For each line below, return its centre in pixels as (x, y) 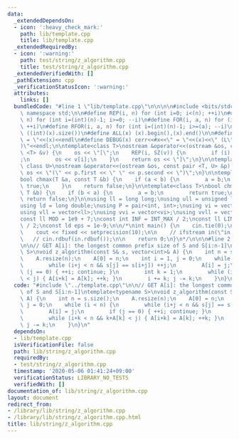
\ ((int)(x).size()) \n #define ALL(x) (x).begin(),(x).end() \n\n (117, 133)
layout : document (33, 398)
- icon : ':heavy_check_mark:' (58, 27)
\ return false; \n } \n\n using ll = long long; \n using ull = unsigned (124, 199)
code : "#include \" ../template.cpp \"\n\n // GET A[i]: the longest (114, 285)
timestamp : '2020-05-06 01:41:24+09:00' (74, 371)
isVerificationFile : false (54, 345)
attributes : (32, 93)
